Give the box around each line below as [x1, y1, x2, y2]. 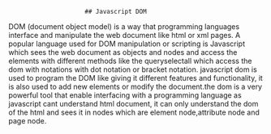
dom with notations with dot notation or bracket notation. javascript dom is [8, 65, 257, 74]
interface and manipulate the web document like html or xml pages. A [8, 31, 241, 40]
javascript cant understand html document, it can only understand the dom [8, 99, 259, 108]
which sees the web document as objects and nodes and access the [8, 48, 238, 57]
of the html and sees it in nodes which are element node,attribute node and [8, 107, 260, 117]
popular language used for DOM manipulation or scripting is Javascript [8, 39, 246, 48]
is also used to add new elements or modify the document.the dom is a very [8, 82, 262, 91]
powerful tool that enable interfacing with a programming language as [8, 90, 242, 100]
